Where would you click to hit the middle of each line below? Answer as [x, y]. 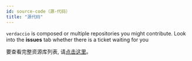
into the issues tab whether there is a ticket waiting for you [77, 40]
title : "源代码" [25, 17]
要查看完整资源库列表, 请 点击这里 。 [49, 51]
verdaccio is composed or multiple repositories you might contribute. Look [96, 33]
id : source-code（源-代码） [38, 11]
